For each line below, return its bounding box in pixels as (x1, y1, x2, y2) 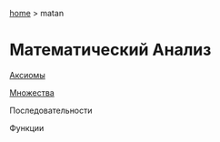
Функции (9, 122, 45, 133)
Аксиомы (9, 69, 45, 80)
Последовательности (9, 105, 93, 116)
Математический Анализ (9, 40, 212, 60)
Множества (9, 86, 55, 98)
